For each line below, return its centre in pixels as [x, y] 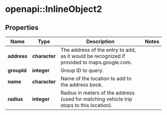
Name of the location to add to [96, 78]
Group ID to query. [82, 70]
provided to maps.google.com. [96, 62]
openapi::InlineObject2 [54, 9]
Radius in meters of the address [98, 93]
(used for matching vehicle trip [96, 99]
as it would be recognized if [93, 56]
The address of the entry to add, [98, 50]
